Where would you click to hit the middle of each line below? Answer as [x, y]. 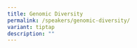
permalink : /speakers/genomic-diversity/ [69, 20]
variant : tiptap [31, 27]
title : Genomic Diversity [45, 14]
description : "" [31, 34]
